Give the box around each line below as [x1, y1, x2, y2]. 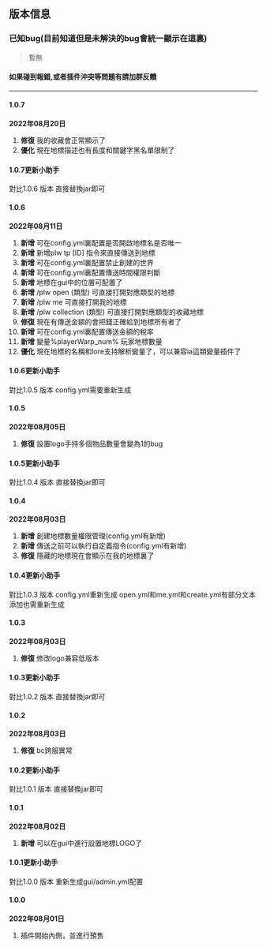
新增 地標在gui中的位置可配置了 [20, 277, 123, 286]
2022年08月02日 [9, 822, 66, 831]
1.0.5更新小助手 [9, 459, 60, 468]
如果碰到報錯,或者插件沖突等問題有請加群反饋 [9, 72, 157, 81]
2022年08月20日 [9, 119, 66, 129]
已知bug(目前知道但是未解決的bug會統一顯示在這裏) [9, 33, 208, 44]
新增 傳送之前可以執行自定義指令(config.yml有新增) [20, 541, 187, 551]
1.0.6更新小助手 [9, 366, 60, 376]
